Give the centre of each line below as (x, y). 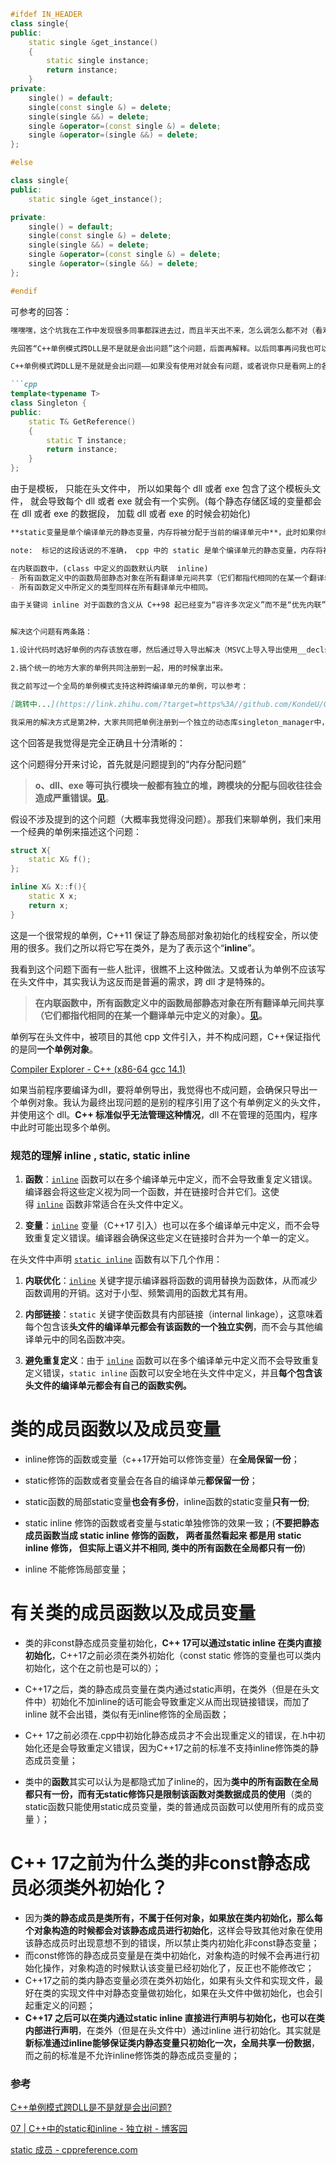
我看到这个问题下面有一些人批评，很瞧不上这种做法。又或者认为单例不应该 (163, 969)
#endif (24, 291)
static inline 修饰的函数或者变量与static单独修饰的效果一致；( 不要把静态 (172, 1522)
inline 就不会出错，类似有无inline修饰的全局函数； (127, 1714)
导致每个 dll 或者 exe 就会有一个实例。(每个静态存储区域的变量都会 (184, 501)
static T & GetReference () (82, 421)
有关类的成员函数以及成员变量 (133, 1613)
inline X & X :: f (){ (48, 887)
